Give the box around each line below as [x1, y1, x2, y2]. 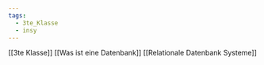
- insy [15, 26, 37, 34]
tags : [8, 11, 26, 20]
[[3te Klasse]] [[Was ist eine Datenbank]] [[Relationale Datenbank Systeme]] [8, 48, 258, 58]
